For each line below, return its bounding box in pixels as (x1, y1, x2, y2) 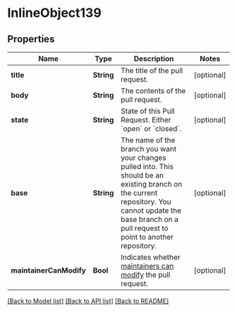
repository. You (121, 197, 171, 206)
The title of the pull (121, 65, 183, 75)
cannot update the (121, 206, 182, 216)
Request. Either (121, 115, 171, 125)
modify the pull (121, 270, 171, 280)
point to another (121, 232, 174, 242)
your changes (121, 153, 166, 163)
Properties (7, 33, 55, 45)
